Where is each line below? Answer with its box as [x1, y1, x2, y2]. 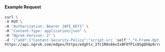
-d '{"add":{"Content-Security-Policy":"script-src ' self [4, 37, 126, 43]
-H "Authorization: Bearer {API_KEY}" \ [4, 24, 89, 29]
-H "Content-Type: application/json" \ [4, 28, 87, 33]
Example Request [4, 4, 41, 10]
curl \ [4, 15, 18, 20]
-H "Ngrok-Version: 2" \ [4, 33, 56, 38]
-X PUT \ [4, 20, 23, 25]
